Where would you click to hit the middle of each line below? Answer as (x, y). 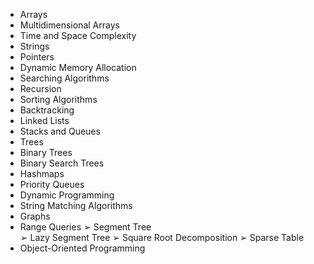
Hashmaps (42, 173)
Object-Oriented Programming (82, 248)
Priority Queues (52, 184)
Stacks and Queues (60, 131)
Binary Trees (46, 152)
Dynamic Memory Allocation (78, 67)
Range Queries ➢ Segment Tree (85, 227)
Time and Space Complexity (78, 35)
